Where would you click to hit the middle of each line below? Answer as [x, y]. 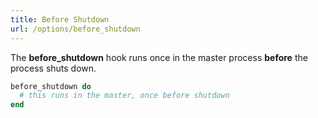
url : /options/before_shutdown [75, 29]
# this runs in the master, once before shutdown [124, 96]
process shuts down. [53, 68]
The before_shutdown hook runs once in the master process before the [159, 57]
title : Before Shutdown [60, 19]
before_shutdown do [51, 86]
